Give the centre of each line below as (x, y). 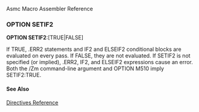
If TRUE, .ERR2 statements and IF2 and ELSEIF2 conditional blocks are (94, 49)
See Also (18, 89)
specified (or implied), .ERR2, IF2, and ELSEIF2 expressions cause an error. (100, 62)
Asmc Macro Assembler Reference (50, 9)
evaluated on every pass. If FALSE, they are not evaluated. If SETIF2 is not (98, 56)
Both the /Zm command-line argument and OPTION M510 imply (85, 68)
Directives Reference (32, 102)
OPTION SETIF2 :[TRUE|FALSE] (45, 38)
